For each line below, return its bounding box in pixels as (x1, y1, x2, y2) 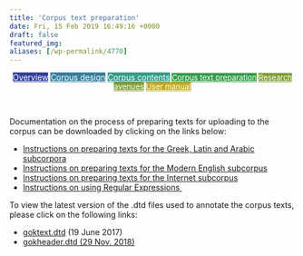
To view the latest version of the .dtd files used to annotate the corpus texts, (9, 200, 295, 211)
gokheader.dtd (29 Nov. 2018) (22, 237, 135, 248)
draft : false (9, 30, 59, 39)
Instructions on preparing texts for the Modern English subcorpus (22, 162, 268, 173)
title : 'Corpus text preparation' (9, 13, 141, 23)
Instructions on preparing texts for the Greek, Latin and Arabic (22, 143, 255, 154)
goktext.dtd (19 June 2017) (22, 227, 123, 238)
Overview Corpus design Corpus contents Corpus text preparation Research (12, 72, 293, 83)
